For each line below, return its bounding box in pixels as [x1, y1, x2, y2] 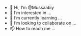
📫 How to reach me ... [9, 26, 55, 31]
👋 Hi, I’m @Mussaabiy [9, 5, 54, 10]
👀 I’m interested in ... [9, 10, 52, 16]
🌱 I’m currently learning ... [9, 15, 62, 20]
